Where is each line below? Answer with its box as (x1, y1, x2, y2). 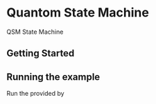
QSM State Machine (6, 28, 64, 36)
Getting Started (6, 48, 75, 59)
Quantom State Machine (6, 5, 150, 21)
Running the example (6, 71, 101, 83)
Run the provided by (6, 90, 64, 98)
